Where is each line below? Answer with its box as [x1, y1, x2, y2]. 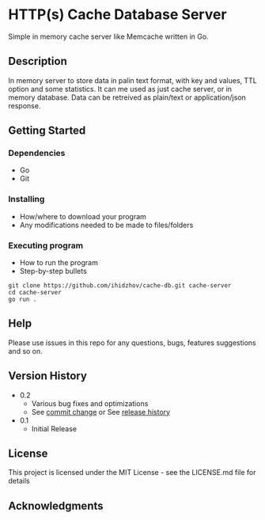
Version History [8, 370, 87, 383]
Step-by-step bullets [19, 267, 87, 276]
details [8, 476, 30, 486]
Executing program [8, 240, 84, 251]
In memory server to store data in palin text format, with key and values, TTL [8, 75, 257, 85]
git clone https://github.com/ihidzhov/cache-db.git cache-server [8, 282, 232, 290]
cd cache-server [8, 289, 62, 297]
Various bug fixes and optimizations [31, 398, 149, 408]
